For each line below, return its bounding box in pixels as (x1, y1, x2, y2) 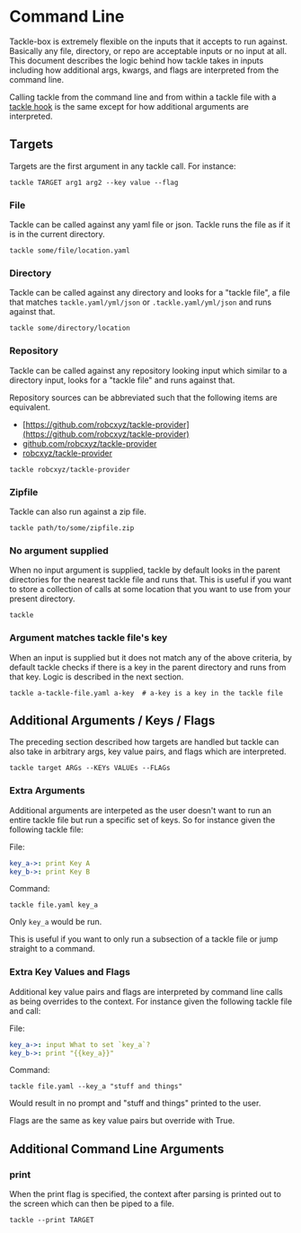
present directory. (9, 593, 75, 604)
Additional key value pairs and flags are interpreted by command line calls (9, 986, 283, 997)
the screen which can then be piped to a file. (9, 1198, 175, 1210)
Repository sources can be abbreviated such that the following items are (9, 392, 278, 403)
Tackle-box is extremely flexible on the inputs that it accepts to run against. (9, 36, 288, 47)
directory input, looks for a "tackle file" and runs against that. (9, 375, 235, 386)
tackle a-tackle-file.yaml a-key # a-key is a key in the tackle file (9, 688, 283, 697)
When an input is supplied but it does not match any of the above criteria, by (9, 652, 292, 662)
